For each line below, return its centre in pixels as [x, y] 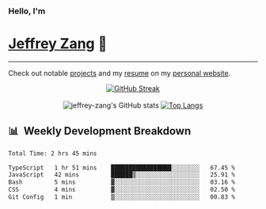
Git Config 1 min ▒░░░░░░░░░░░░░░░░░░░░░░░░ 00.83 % [122, 197]
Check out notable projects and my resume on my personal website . [120, 73]
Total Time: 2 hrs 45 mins [53, 153]
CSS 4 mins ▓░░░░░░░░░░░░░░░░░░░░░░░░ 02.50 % [122, 190]
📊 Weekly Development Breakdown [100, 131]
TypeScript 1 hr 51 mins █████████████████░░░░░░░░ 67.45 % [122, 168]
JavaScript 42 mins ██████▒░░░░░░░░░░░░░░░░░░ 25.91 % [122, 175]
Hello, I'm [27, 11]
